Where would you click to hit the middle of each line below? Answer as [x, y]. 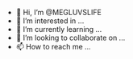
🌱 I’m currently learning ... [59, 29]
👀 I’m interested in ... [50, 21]
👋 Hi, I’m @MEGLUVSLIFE [59, 12]
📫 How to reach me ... [53, 47]
